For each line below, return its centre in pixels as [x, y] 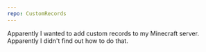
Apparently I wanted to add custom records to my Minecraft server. [103, 33]
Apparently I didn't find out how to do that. [68, 41]
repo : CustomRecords [37, 14]
